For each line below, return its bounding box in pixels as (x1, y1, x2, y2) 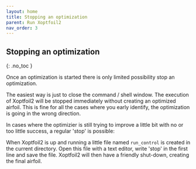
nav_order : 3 (6, 25, 38, 31)
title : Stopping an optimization (6, 14, 88, 20)
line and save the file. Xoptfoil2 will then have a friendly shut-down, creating (6, 151, 189, 158)
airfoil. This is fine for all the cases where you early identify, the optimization (6, 104, 190, 111)
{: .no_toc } (6, 62, 33, 69)
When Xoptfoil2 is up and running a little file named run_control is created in (6, 139, 191, 146)
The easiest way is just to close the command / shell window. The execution (6, 92, 189, 99)
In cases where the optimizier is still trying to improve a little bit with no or (6, 121, 184, 129)
